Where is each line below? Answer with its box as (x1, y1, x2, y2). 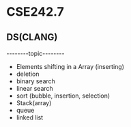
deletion (16, 70, 40, 78)
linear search (16, 85, 54, 92)
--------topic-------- (6, 49, 65, 57)
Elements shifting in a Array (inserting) (16, 63, 124, 70)
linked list (16, 113, 44, 122)
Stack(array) (16, 99, 52, 107)
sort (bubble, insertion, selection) (16, 91, 111, 100)
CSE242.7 (6, 4, 64, 20)
